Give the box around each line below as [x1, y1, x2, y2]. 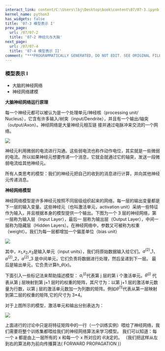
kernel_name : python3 [5, 12, 50, 17]
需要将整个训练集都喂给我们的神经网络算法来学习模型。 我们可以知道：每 [9, 328, 157, 334]
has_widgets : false [5, 16, 45, 21]
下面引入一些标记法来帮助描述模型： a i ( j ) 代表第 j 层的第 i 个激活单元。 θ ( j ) [5, 272, 151, 280]
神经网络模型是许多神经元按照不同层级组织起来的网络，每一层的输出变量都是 [5, 198, 160, 204]
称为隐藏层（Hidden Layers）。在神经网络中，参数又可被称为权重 [9, 222, 140, 228]
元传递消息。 [5, 176, 31, 182]
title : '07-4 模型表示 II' [9, 48, 62, 53]
